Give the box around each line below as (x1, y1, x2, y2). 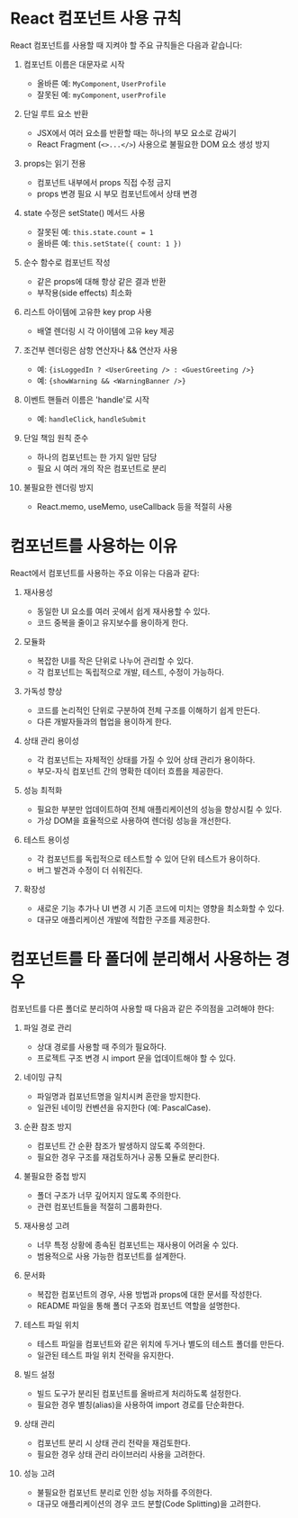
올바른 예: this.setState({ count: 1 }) (36, 238, 183, 248)
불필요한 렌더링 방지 (23, 482, 94, 492)
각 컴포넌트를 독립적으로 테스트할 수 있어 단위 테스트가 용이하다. (36, 853, 260, 864)
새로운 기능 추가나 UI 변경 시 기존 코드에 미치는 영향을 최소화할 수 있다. (36, 902, 284, 914)
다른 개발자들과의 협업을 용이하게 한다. (36, 716, 172, 727)
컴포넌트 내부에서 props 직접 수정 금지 (36, 176, 172, 187)
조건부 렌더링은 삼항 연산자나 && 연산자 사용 (23, 344, 178, 356)
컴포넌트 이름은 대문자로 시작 (23, 59, 125, 69)
